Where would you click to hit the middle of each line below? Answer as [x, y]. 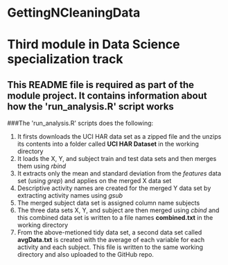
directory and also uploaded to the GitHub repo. [86, 255]
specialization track [65, 59]
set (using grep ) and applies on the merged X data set [94, 181]
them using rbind [42, 166]
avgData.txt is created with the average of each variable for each [111, 240]
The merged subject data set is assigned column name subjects [108, 203]
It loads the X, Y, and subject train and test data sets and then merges [117, 159]
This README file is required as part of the [101, 85]
